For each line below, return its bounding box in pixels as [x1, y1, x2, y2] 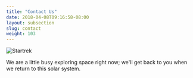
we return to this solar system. [6, 65, 81, 72]
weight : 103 [6, 31, 36, 37]
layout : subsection [6, 20, 55, 26]
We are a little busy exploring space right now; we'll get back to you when [6, 59, 188, 66]
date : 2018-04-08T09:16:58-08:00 [6, 14, 89, 20]
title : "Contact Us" [6, 8, 58, 15]
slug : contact [6, 25, 42, 32]
